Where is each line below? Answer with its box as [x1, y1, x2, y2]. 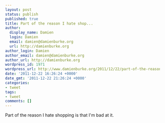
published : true [5, 16, 38, 21]
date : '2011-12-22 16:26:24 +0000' [5, 71, 78, 76]
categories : [5, 80, 29, 85]
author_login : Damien [5, 48, 50, 53]
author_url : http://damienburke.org [5, 58, 80, 62]
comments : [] [5, 99, 32, 104]
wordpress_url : [5, 67, 36, 72]
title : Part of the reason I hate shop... [5, 21, 93, 26]
